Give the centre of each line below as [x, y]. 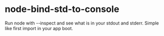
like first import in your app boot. [39, 28]
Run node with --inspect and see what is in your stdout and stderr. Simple [82, 23]
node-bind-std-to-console [62, 9]
